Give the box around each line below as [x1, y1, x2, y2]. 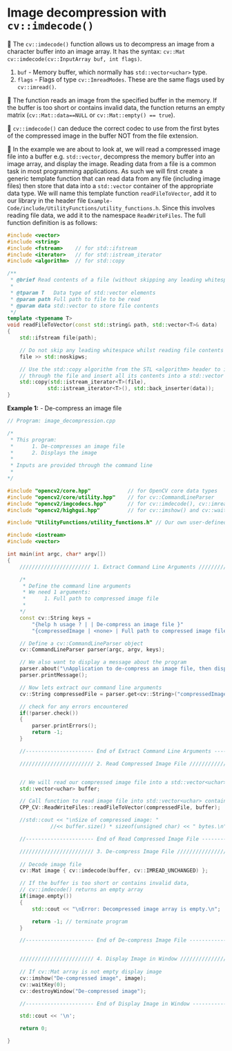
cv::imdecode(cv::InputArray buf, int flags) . [7, 54, 142, 63]
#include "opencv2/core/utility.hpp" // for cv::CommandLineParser [7, 493, 215, 501]
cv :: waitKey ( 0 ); [19, 981, 67, 988]
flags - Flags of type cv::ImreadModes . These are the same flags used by [17, 75, 225, 84]
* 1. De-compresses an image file [10, 443, 126, 450]
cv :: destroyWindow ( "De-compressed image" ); [19, 987, 147, 994]
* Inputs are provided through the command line [10, 462, 153, 469]
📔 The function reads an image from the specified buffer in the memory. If [7, 95, 217, 104]
